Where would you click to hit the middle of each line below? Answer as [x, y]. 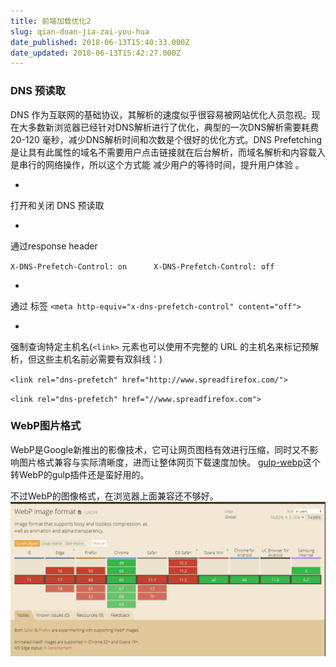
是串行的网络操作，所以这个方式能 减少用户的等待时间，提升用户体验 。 [157, 164]
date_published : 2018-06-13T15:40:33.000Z [100, 42]
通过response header [54, 246]
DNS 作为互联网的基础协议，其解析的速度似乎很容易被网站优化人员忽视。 [161, 114]
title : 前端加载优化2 [51, 21]
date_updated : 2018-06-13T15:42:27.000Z [96, 53]
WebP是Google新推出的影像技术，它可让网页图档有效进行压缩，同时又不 [160, 449]
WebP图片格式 [46, 426]
